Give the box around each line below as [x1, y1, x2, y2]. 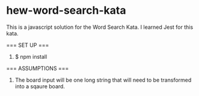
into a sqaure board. [14, 82, 65, 90]
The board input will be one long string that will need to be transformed [14, 76, 192, 83]
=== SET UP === [6, 41, 49, 49]
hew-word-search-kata [6, 4, 126, 17]
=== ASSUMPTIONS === [6, 64, 69, 72]
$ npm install [14, 53, 47, 60]
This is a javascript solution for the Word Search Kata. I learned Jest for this [6, 23, 194, 31]
